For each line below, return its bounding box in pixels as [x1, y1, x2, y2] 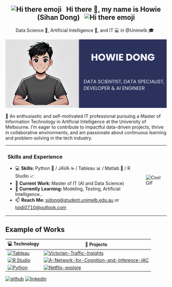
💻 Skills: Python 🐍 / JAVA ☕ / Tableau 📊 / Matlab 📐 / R [15, 165, 131, 171]
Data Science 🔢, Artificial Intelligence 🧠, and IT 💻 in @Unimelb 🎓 [15, 27, 154, 33]
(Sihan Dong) [37, 13, 80, 22]
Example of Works [5, 225, 65, 234]
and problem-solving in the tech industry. [5, 135, 93, 141]
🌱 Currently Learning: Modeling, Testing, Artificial [15, 186, 121, 192]
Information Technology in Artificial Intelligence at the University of [5, 118, 146, 124]
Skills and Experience [7, 153, 63, 160]
